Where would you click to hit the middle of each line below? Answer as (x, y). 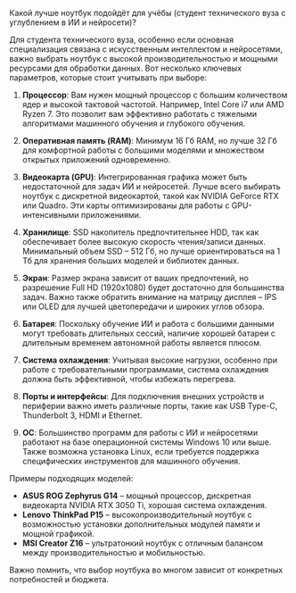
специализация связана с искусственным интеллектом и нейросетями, (146, 49)
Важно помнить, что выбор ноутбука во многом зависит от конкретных (146, 570)
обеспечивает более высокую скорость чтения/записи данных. (144, 242)
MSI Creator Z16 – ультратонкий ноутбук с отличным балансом (143, 543)
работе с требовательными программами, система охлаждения (145, 369)
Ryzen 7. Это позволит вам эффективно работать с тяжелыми (140, 114)
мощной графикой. (58, 534)
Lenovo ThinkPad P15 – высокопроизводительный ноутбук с (137, 514)
